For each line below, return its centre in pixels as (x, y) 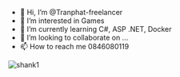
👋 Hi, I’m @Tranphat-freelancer (71, 12)
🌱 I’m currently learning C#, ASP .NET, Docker (96, 29)
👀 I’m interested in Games (62, 21)
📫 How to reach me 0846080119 (74, 46)
